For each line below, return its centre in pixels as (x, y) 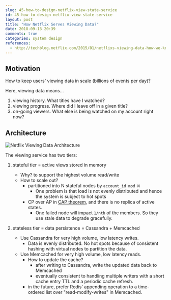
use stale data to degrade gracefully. (74, 218)
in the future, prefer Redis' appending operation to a (82, 287)
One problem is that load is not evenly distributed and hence (99, 191)
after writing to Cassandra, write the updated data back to (96, 265)
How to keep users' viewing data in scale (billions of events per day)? (78, 81)
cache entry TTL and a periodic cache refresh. (84, 282)
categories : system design (34, 39)
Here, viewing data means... (35, 91)
